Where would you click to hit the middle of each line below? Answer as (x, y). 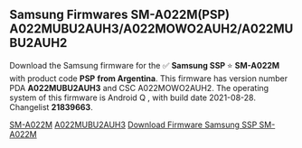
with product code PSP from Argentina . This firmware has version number (148, 78)
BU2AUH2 (38, 43)
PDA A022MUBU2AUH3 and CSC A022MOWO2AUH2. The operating (139, 88)
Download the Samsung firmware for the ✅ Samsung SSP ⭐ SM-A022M (145, 65)
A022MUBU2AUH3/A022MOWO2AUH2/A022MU (151, 29)
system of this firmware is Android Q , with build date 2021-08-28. (132, 97)
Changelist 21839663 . (51, 106)
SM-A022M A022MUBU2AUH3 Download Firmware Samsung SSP (133, 125)
